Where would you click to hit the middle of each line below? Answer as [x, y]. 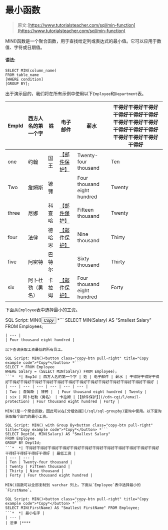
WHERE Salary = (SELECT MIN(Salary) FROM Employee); [61, 372]
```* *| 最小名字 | [25, 513]
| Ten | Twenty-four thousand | [39, 462]
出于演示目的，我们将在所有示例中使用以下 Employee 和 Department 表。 [76, 94]
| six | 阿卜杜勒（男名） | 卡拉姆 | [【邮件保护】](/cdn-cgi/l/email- [73, 397]
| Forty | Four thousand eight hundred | [49, 475]
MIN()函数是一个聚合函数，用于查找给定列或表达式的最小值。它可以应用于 [81, 41]
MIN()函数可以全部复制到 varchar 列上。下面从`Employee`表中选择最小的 [73, 485]
